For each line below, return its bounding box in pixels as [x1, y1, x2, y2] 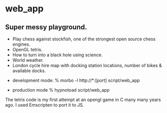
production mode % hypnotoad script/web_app [12, 87, 110, 93]
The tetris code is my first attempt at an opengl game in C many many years [5, 97, 161, 103]
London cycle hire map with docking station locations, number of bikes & [12, 63, 162, 68]
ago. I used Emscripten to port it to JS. [5, 102, 84, 108]
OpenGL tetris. [12, 47, 43, 52]
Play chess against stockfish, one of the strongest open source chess [12, 36, 156, 42]
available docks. [12, 68, 46, 74]
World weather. [12, 57, 44, 63]
